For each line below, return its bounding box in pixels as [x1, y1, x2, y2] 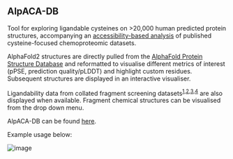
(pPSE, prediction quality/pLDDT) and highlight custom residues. [7, 67, 193, 75]
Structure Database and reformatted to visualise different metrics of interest [7, 59, 225, 68]
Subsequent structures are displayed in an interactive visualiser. [7, 74, 191, 83]
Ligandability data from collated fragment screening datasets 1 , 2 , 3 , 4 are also [7, 87, 223, 97]
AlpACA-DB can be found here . [7, 117, 96, 126]
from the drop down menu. [7, 103, 84, 112]
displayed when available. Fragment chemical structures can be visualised [7, 97, 221, 105]
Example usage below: [7, 131, 73, 139]
